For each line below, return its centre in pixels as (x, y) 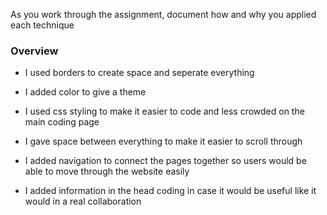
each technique (42, 25)
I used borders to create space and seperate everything (139, 73)
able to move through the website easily (107, 171)
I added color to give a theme (85, 92)
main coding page (62, 122)
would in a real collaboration (83, 201)
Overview (34, 51)
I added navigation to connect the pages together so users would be (165, 161)
